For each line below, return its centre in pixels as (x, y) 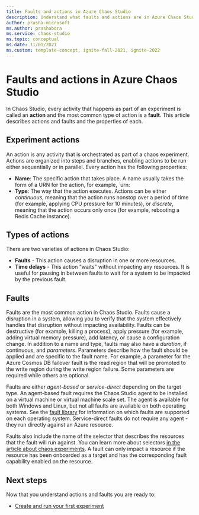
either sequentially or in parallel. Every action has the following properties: (97, 167)
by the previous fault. (41, 279)
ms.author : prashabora (34, 28)
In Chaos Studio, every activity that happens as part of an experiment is (94, 109)
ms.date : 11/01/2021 (32, 45)
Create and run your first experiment (59, 506)
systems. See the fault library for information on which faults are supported (98, 412)
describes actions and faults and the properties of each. (75, 121)
